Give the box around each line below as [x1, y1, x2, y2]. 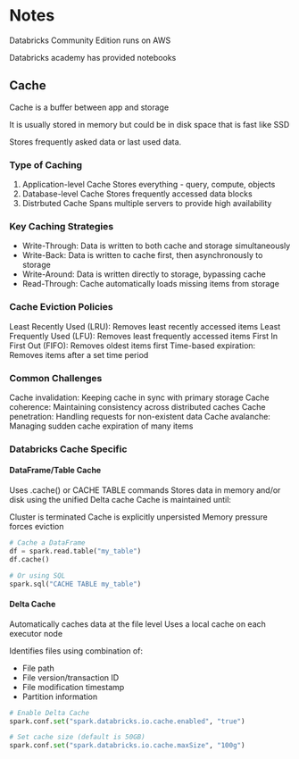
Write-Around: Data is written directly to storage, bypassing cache [21, 269, 266, 279]
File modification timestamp [21, 681, 125, 692]
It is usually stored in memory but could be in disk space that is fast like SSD [9, 119, 290, 129]
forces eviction [9, 521, 64, 532]
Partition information [21, 691, 98, 702]
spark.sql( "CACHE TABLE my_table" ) [9, 580, 142, 588]
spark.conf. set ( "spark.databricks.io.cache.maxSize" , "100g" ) [9, 741, 245, 750]
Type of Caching [9, 158, 83, 171]
